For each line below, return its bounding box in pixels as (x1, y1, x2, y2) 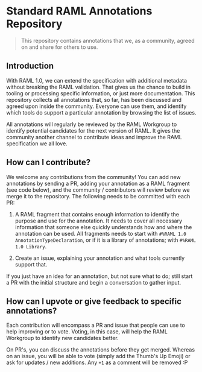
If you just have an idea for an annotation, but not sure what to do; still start (6, 273, 193, 280)
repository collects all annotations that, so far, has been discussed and (6, 96, 182, 103)
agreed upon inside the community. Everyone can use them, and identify (6, 102, 187, 110)
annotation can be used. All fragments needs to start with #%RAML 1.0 (14, 230, 187, 237)
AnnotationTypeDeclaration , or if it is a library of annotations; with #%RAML (14, 236, 196, 244)
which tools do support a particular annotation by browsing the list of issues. (6, 109, 197, 116)
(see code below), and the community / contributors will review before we (6, 186, 190, 194)
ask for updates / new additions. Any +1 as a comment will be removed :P (6, 359, 188, 366)
